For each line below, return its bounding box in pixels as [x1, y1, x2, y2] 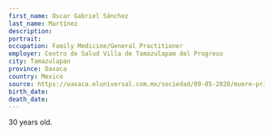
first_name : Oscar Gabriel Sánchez [8, 11, 129, 20]
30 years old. [8, 117, 53, 127]
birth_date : [8, 87, 49, 96]
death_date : [8, 95, 49, 103]
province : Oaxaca [8, 65, 67, 73]
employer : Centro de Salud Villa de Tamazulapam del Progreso [8, 50, 223, 58]
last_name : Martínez [8, 20, 79, 28]
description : [8, 27, 53, 35]
